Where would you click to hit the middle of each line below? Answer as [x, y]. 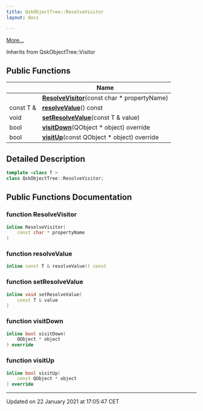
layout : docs [23, 18]
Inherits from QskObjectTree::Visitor [51, 51]
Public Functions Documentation [69, 197]
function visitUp [31, 361]
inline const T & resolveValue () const [56, 266]
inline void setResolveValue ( [44, 294]
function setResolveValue [45, 282]
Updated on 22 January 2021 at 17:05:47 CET [63, 402]
